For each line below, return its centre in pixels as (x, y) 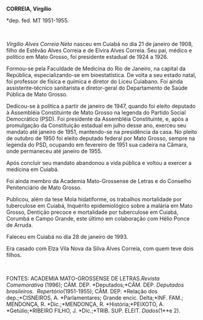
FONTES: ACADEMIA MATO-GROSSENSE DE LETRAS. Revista (83, 278)
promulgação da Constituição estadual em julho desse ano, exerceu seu (96, 125)
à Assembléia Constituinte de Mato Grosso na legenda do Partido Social (96, 112)
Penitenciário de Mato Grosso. (44, 188)
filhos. (14, 255)
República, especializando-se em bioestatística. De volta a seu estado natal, (101, 75)
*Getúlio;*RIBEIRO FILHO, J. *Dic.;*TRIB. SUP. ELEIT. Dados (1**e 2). (93, 311)
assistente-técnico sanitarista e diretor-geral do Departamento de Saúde (97, 88)
